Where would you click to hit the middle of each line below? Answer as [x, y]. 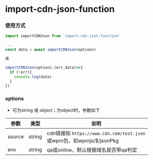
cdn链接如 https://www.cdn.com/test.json [96, 133]
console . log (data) [33, 77]
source [16, 136]
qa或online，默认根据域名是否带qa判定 [92, 150]
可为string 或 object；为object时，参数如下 [56, 110]
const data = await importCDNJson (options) [51, 50]
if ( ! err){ [21, 72]
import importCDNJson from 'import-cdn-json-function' [63, 36]
